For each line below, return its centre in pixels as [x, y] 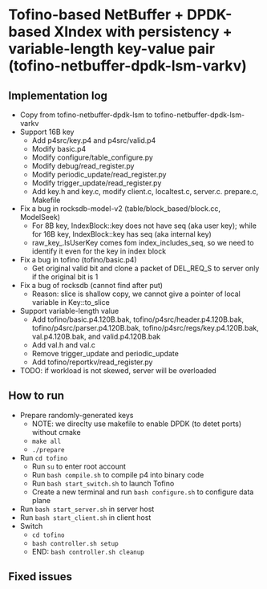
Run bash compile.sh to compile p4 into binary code [118, 474]
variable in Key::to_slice [71, 302]
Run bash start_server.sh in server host [87, 509]
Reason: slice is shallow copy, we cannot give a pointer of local [136, 294]
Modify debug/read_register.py [83, 166]
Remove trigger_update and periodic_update [105, 353]
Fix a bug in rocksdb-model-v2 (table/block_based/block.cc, [120, 209]
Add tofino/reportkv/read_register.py [92, 362]
